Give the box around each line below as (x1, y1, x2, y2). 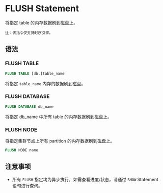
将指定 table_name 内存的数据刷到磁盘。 (5, 80, 86, 86)
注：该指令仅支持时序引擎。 (5, 30, 53, 35)
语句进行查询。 (12, 182, 43, 189)
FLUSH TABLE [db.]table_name (5, 71, 65, 76)
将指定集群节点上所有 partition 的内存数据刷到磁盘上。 (5, 138, 115, 144)
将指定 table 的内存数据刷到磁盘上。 (5, 20, 78, 25)
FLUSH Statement (5, 3, 80, 14)
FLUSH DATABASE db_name (5, 104, 54, 109)
